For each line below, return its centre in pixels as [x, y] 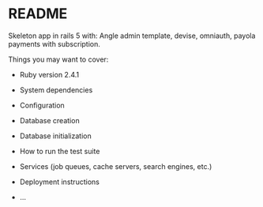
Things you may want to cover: [58, 59]
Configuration [42, 105]
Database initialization [56, 136]
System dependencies [56, 90]
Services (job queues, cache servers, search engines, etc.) [116, 166]
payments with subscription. [54, 43]
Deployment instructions [60, 182]
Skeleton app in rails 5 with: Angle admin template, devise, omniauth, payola [132, 36]
